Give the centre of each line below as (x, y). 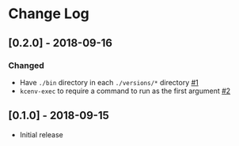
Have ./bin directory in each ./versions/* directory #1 (109, 82)
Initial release (41, 134)
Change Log (49, 14)
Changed (27, 66)
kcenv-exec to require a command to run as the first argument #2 (125, 91)
